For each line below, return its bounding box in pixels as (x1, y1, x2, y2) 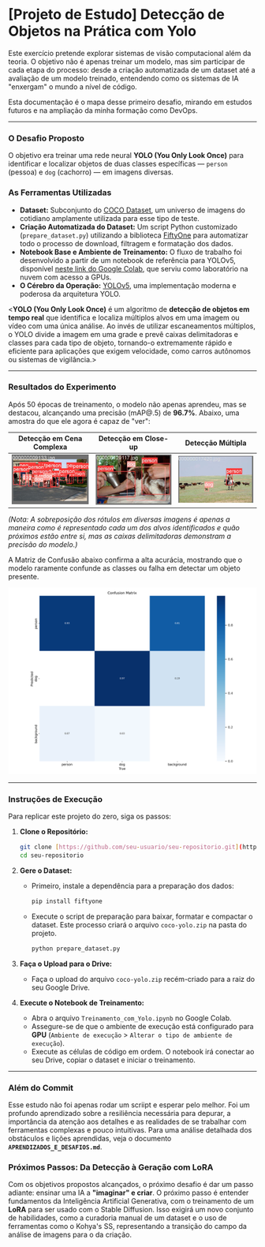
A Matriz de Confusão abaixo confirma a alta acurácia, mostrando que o (8, 555, 243, 565)
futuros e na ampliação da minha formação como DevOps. (8, 105, 198, 115)
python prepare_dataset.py (31, 945, 121, 953)
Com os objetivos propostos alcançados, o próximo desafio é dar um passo (8, 1180, 254, 1189)
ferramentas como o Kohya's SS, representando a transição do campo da (8, 1222, 247, 1231)
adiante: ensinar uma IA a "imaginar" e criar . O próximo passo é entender (8, 1188, 249, 1197)
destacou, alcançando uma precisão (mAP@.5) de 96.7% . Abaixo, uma (8, 408, 240, 418)
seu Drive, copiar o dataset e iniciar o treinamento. (31, 1055, 196, 1065)
